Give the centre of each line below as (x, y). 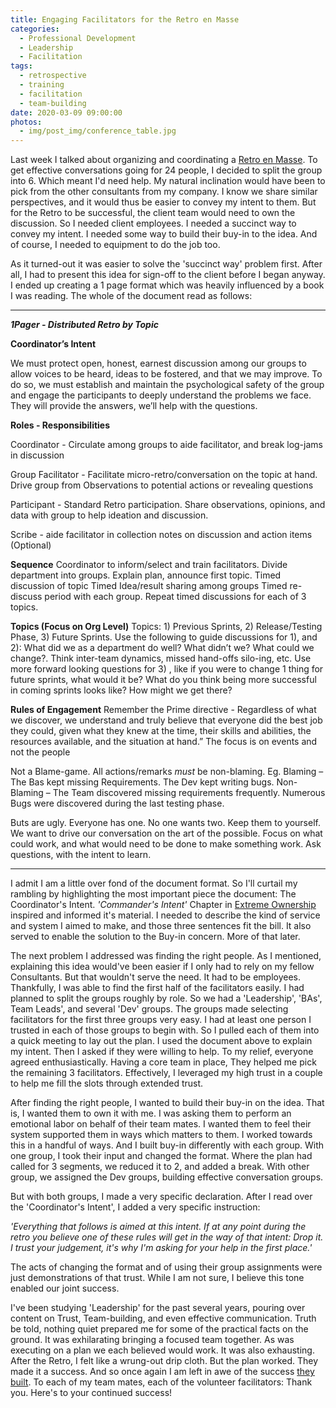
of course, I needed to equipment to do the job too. (115, 245)
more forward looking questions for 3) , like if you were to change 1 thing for (167, 669)
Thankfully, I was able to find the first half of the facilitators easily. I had (157, 988)
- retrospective (53, 76)
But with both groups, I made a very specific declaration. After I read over (161, 1197)
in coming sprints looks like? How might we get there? (121, 690)
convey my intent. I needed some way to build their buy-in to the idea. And (164, 234)
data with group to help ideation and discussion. (109, 515)
